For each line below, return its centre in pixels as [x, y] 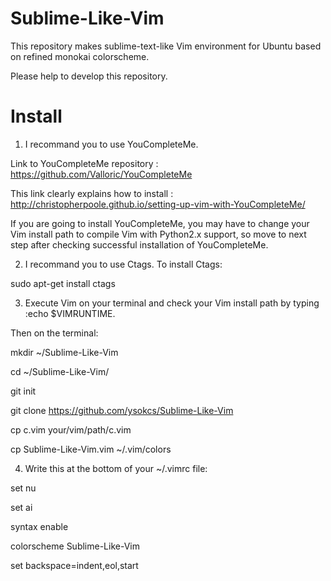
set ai [21, 507]
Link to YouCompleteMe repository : [84, 163]
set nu [23, 488]
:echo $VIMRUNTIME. [70, 313]
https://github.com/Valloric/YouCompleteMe [101, 174]
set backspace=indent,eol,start [74, 565]
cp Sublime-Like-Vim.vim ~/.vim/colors [91, 449]
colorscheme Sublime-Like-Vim [75, 546]
